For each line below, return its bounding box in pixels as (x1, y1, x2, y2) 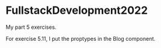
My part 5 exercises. (5, 23, 57, 31)
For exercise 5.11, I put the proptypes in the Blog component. (5, 35, 156, 42)
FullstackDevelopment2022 (5, 4, 148, 17)
